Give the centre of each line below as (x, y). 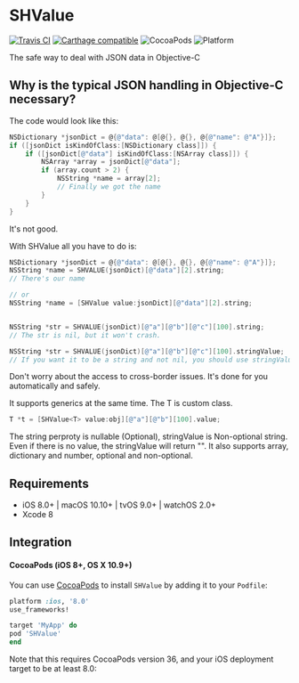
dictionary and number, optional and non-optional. (101, 456)
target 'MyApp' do (43, 626)
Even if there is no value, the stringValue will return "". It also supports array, (149, 446)
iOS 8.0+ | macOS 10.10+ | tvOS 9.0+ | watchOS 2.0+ (119, 505)
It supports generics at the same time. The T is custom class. (121, 403)
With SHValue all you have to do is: (73, 246)
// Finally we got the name (109, 187)
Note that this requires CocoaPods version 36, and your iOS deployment (141, 659)
